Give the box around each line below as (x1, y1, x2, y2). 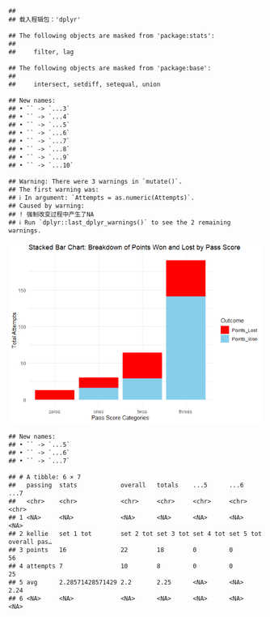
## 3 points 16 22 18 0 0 (8, 546, 233, 554)
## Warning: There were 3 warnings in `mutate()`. (8, 177, 183, 185)
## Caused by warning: (8, 202, 85, 210)
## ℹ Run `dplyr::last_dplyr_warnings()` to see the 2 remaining (8, 219, 231, 227)
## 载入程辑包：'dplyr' (8, 15, 81, 23)
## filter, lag (8, 48, 74, 56)
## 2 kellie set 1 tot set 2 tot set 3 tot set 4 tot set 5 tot (8, 530, 263, 538)
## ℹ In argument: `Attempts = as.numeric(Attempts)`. (8, 194, 196, 202)
